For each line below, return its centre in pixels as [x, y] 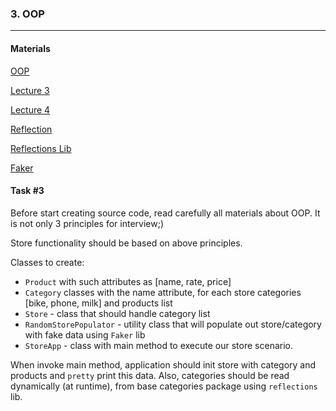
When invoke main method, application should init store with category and [163, 364]
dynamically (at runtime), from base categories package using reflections [164, 386]
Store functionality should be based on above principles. [126, 243]
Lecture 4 [30, 109]
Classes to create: [47, 262]
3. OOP [27, 14]
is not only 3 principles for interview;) [87, 223]
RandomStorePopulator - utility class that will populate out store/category [173, 324]
